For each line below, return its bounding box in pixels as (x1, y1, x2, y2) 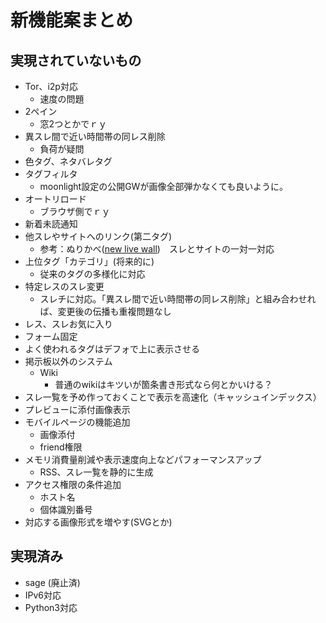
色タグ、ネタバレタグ (24, 156, 113, 167)
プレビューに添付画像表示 (24, 404, 131, 415)
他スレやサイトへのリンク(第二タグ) (24, 231, 173, 242)
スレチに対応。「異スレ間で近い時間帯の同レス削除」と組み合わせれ (39, 293, 317, 305)
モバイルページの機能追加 (24, 416, 131, 428)
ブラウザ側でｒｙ (39, 206, 111, 217)
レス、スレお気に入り (24, 318, 113, 330)
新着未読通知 (24, 218, 78, 230)
